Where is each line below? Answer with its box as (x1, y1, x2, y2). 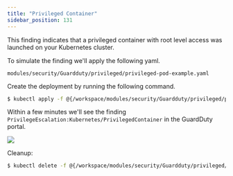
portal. (7, 123, 26, 131)
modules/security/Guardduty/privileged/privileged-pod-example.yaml (7, 70, 209, 77)
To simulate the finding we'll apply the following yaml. (7, 56, 161, 64)
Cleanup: (7, 149, 33, 157)
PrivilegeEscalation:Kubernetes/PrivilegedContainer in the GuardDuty (7, 115, 213, 123)
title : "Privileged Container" (7, 10, 98, 17)
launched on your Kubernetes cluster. (7, 43, 114, 51)
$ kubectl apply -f (7, 95, 64, 103)
